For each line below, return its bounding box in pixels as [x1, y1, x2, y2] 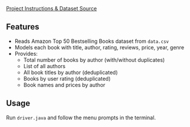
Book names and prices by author [23, 81, 106, 88]
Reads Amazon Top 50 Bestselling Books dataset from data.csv [14, 38, 169, 45]
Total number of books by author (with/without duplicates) [23, 56, 165, 63]
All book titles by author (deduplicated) [23, 69, 118, 76]
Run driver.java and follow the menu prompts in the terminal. [6, 114, 156, 121]
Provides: [14, 50, 38, 57]
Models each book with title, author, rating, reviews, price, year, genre [14, 44, 184, 51]
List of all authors [23, 62, 66, 69]
